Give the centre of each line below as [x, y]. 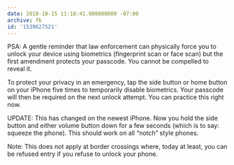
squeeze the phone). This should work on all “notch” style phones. [103, 133]
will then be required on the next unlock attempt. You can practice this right [116, 97]
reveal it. [20, 69]
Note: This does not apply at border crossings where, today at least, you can [117, 147]
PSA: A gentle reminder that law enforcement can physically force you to [112, 47]
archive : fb [24, 20]
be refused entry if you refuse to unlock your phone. [83, 154]
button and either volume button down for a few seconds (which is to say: [114, 126]
